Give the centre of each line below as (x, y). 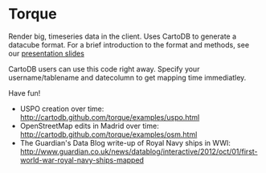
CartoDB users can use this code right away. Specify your (104, 68)
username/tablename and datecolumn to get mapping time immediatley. (127, 77)
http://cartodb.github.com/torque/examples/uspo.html (110, 117)
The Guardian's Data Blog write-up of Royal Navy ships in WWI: (125, 142)
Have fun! (25, 93)
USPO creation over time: (62, 109)
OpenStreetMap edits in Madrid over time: (89, 126)
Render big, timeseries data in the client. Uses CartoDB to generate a (123, 36)
